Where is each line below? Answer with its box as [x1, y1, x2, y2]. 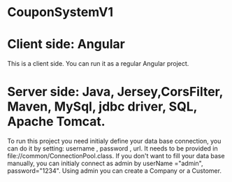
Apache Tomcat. [7, 113, 106, 129]
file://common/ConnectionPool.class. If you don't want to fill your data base [7, 152, 225, 160]
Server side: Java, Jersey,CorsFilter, [7, 84, 224, 100]
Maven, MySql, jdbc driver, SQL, [7, 99, 198, 115]
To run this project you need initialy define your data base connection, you [7, 137, 222, 146]
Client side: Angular [7, 36, 126, 52]
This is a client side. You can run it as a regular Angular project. [7, 59, 189, 68]
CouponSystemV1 [7, 4, 114, 20]
